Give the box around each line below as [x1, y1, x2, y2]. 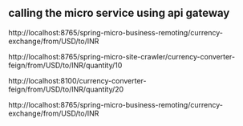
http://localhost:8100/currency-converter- [8, 75, 147, 85]
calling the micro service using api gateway [8, 6, 230, 20]
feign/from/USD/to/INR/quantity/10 [8, 60, 123, 70]
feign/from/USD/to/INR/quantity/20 [8, 84, 124, 94]
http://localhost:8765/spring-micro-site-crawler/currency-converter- [8, 51, 235, 61]
